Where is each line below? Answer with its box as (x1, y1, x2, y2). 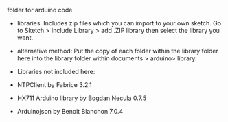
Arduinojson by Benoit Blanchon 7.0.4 (16, 108, 124, 115)
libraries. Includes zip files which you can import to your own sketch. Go (16, 19, 222, 27)
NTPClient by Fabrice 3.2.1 (16, 81, 93, 88)
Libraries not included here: (16, 68, 95, 75)
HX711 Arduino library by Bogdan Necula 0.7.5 (16, 94, 147, 102)
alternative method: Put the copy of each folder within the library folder (16, 47, 218, 55)
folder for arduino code (7, 6, 73, 14)
